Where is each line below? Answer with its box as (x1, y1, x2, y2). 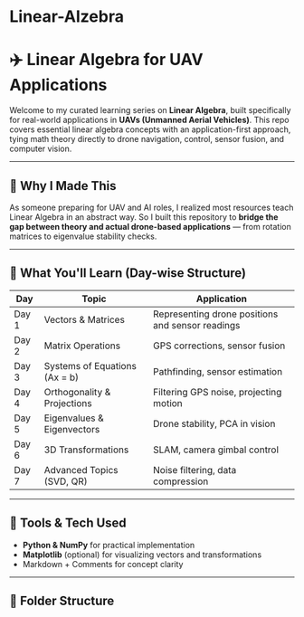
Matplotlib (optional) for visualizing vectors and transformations (22, 549, 262, 560)
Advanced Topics (43, 463, 119, 476)
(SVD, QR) (43, 475, 88, 488)
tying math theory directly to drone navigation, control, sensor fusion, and (9, 134, 285, 145)
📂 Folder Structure (9, 593, 115, 608)
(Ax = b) (43, 371, 80, 384)
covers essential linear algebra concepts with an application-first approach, (9, 124, 291, 135)
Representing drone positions (153, 308, 279, 320)
